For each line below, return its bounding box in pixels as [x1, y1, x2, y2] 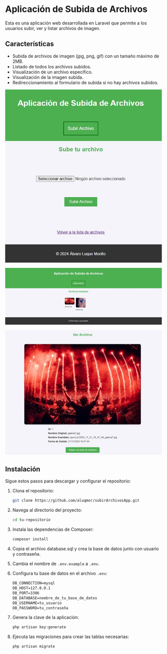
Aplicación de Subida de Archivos [5, 3, 148, 15]
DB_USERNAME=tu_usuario [12, 600, 62, 606]
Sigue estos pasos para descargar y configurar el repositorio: [5, 478, 131, 484]
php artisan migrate [12, 644, 55, 649]
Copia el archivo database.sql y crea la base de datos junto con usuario [12, 545, 159, 552]
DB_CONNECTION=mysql [12, 580, 55, 586]
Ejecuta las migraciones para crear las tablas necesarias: [12, 634, 129, 640]
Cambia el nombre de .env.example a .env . [12, 560, 100, 567]
